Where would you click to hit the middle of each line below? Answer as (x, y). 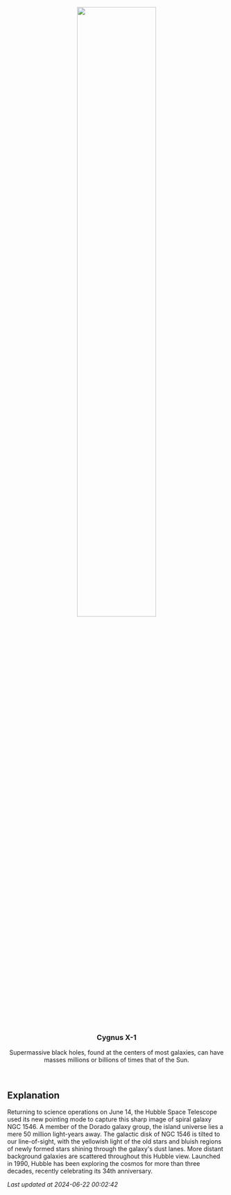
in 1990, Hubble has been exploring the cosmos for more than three (104, 1164)
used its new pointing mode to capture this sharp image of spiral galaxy (109, 1119)
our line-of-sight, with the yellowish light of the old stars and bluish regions (114, 1142)
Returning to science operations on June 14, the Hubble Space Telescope (112, 1112)
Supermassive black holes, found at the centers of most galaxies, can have (117, 1053)
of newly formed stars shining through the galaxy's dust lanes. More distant (115, 1149)
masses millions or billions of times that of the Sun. (117, 1060)
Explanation (34, 1095)
